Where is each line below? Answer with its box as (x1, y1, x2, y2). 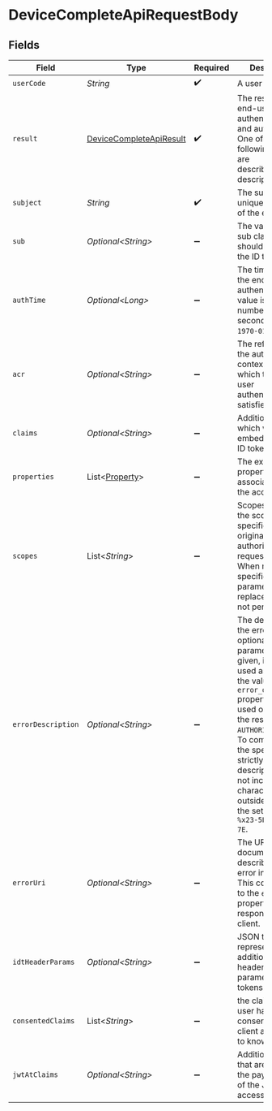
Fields (8, 38, 40, 52)
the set (237, 806, 264, 816)
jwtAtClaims (12, 1070, 59, 1079)
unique (237, 197, 264, 208)
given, (237, 655, 261, 666)
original (237, 530, 266, 541)
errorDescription (12, 720, 79, 728)
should (237, 241, 263, 252)
